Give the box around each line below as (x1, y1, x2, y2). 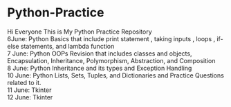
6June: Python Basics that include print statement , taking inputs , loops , (7, 34, 216, 43)
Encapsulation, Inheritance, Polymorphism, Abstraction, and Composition (7, 56, 216, 64)
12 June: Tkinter (7, 93, 53, 101)
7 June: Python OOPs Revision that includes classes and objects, (7, 49, 192, 58)
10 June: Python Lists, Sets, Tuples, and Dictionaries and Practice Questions (7, 71, 225, 80)
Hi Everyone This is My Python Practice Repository (7, 27, 152, 36)
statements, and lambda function (20, 42, 115, 50)
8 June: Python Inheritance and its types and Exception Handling (7, 64, 192, 72)
